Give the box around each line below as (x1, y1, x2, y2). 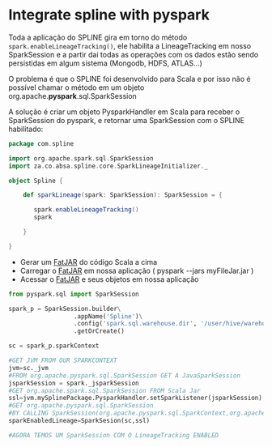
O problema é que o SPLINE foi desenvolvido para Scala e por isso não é (8, 74, 251, 83)
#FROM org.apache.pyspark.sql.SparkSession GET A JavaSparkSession (8, 371, 241, 380)
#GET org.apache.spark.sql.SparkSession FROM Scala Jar (8, 386, 201, 394)
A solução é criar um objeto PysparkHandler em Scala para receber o (8, 107, 240, 117)
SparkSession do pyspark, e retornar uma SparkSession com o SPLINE (8, 115, 245, 125)
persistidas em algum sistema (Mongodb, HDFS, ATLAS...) (8, 58, 202, 68)
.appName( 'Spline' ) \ (73, 312, 143, 321)
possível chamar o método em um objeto (8, 83, 145, 92)
